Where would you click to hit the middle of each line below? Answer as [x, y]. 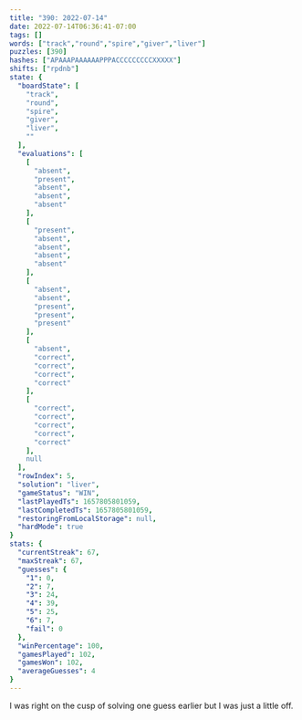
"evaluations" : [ [51, 153]
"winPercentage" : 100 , [61, 646]
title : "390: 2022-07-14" [58, 18]
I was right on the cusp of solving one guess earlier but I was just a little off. [151, 705]
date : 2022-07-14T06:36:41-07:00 [73, 26]
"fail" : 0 [45, 629]
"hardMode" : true [51, 527]
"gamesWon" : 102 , [51, 663]
